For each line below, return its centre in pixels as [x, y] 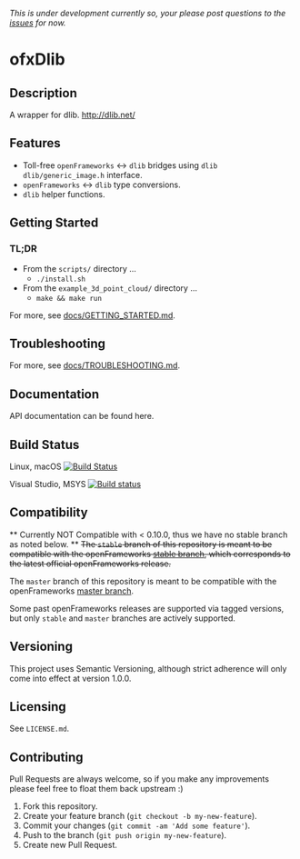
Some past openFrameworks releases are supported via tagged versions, [147, 608]
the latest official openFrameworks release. [90, 564]
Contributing [46, 757]
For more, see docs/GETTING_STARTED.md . [92, 315]
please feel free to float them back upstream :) [96, 789]
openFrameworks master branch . [72, 591]
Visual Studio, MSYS [48, 484]
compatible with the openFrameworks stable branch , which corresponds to [150, 554]
